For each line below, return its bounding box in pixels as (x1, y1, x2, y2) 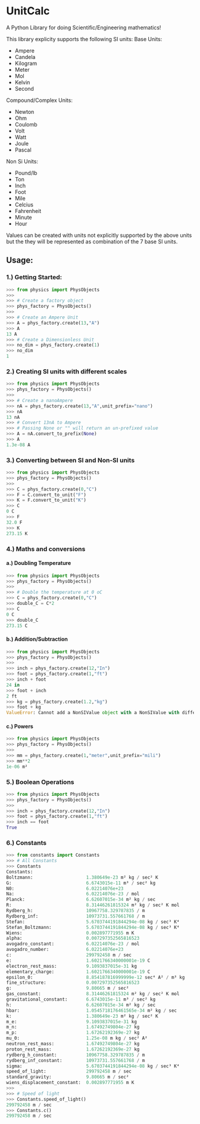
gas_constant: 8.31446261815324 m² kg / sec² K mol (6, 991, 180, 997)
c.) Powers (6, 722, 34, 730)
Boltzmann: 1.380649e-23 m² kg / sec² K (6, 874, 159, 881)
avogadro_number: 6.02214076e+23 (6, 947, 124, 953)
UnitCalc (6, 4, 50, 18)
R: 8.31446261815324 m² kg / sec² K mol (6, 902, 180, 908)
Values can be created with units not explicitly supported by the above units (6, 231, 192, 239)
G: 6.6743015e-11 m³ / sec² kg (6, 880, 156, 886)
